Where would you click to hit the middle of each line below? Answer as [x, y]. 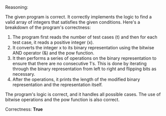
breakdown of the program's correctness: [48, 27]
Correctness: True [24, 109]
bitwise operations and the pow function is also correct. [62, 100]
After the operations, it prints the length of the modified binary [76, 79]
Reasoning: [17, 7]
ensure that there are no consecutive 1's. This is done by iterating [80, 63]
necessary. [24, 74]
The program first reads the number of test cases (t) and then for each [85, 37]
